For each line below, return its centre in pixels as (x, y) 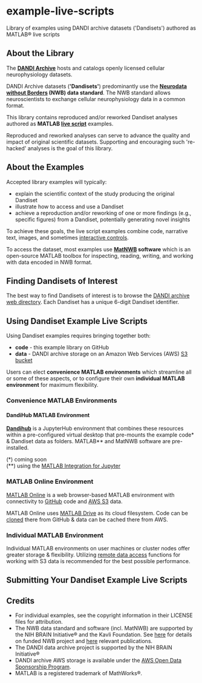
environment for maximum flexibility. (52, 385)
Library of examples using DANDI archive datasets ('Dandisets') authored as (101, 28)
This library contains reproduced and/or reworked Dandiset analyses (92, 117)
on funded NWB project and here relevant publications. (84, 641)
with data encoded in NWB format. (49, 262)
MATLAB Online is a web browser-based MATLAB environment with (90, 495)
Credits (21, 601)
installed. (18, 448)
